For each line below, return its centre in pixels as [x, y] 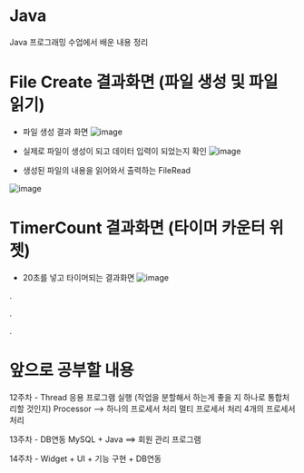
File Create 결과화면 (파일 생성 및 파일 [144, 82]
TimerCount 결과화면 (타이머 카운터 [137, 228]
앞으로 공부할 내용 [72, 370]
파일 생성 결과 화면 [55, 132]
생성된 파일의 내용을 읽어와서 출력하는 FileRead [107, 170]
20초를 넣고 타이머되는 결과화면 [78, 277]
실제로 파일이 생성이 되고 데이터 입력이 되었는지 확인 [114, 151]
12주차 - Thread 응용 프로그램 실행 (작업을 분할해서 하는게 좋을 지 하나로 [137, 397]
